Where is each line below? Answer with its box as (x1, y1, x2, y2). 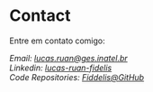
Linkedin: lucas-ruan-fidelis (9, 62, 112, 73)
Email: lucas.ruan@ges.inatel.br (9, 52, 128, 63)
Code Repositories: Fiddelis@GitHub (9, 71, 145, 82)
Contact (9, 5, 71, 26)
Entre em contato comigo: (9, 35, 105, 46)
